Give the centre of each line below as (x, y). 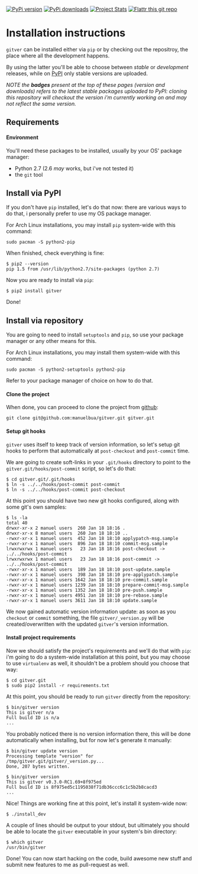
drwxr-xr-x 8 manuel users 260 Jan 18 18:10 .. (67, 533)
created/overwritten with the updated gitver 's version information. (87, 624)
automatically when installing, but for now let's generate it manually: (89, 740)
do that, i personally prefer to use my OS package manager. (79, 213)
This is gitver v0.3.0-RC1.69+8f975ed (54, 782)
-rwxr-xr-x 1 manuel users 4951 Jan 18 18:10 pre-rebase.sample (87, 595)
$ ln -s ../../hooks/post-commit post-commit (63, 484)
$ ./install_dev (26, 814)
